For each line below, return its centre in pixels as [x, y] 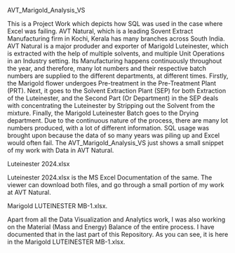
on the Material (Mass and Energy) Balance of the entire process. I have [111, 227]
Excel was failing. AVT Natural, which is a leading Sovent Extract [100, 31]
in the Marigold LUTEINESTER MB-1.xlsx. [66, 242]
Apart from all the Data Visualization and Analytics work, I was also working [116, 219]
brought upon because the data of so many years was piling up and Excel [113, 135]
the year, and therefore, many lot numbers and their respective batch [107, 68]
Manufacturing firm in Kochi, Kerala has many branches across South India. [116, 39]
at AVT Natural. [29, 192]
